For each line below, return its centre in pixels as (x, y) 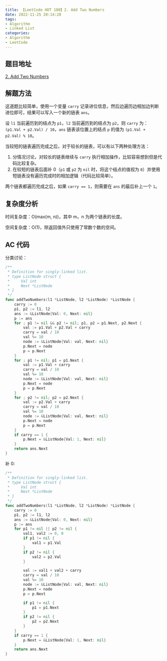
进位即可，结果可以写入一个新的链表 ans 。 (49, 113)
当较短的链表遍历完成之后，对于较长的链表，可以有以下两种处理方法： (77, 146)
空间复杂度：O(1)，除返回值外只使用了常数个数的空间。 (62, 227)
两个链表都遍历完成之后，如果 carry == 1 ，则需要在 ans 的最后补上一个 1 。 (82, 186)
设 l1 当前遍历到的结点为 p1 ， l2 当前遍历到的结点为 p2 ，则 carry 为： (77, 123)
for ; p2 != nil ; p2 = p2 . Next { (49, 398)
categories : (17, 33)
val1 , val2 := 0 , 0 (43, 534)
